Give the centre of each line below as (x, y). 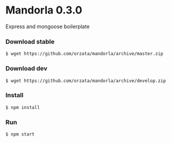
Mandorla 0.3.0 (44, 10)
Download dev (26, 69)
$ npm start (20, 135)
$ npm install (23, 107)
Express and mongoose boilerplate (48, 26)
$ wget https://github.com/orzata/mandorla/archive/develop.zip (86, 81)
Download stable (30, 42)
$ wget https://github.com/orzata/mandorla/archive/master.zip (85, 54)
